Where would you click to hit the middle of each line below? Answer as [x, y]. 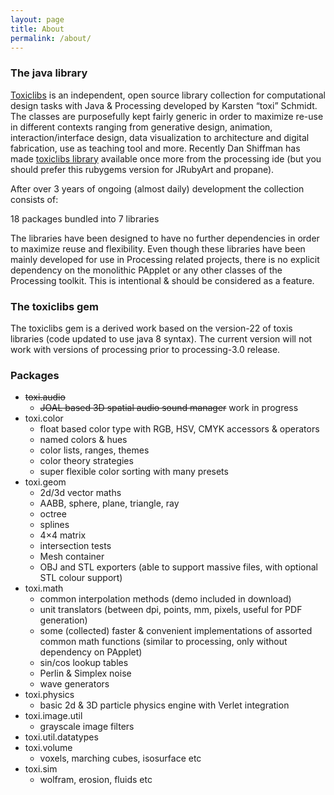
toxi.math [44, 588]
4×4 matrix [63, 535]
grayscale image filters [87, 727]
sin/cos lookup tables [84, 663]
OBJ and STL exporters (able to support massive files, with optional [178, 567]
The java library [49, 73]
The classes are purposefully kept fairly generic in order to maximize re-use [167, 116]
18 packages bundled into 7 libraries [85, 218]
